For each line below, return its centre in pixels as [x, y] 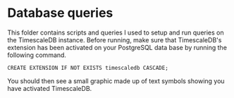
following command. [37, 55]
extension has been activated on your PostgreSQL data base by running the [117, 47]
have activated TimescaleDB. [50, 88]
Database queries [60, 13]
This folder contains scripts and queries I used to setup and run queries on [116, 32]
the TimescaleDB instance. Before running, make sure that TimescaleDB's [115, 39]
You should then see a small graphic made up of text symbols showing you [116, 81]
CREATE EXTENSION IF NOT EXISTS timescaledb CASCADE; [88, 68]
